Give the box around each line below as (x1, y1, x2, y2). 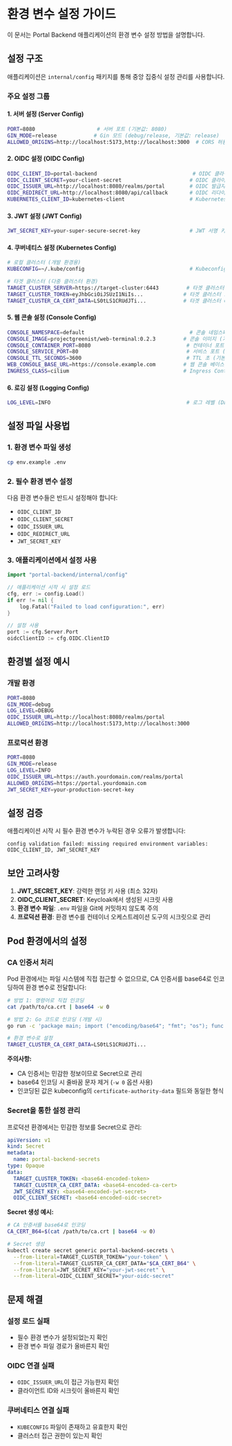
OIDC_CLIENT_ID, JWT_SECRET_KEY (7, 847, 100, 853)
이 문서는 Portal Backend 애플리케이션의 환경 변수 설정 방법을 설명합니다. (7, 30, 205, 39)
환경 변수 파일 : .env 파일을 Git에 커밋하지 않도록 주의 (17, 904, 159, 912)
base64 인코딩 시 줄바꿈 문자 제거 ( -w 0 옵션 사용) (17, 1078, 153, 1087)
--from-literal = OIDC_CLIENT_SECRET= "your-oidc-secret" (13, 1273, 175, 1280)
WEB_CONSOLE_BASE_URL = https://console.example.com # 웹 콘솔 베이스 (7, 361, 224, 368)
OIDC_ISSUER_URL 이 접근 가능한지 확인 (17, 1378, 119, 1386)
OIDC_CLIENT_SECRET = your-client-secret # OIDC (7, 177, 209, 183)
